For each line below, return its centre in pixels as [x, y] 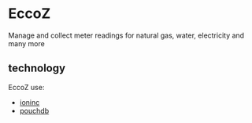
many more [26, 43]
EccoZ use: [26, 87]
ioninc [30, 102]
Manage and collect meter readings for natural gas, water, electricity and [126, 35]
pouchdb [34, 110]
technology [37, 69]
